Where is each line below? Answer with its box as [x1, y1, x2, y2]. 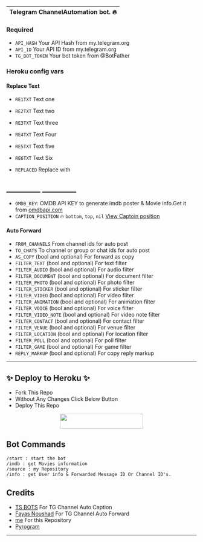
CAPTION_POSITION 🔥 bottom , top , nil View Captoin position [14, 213, 160, 220]
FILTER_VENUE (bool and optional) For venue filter [14, 324, 136, 331]
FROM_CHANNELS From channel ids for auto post [14, 240, 128, 248]
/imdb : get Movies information [6, 460, 88, 467]
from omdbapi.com [14, 206, 63, 214]
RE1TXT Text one [14, 96, 55, 103]
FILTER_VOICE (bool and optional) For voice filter [14, 305, 134, 312]
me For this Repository [14, 517, 71, 524]
